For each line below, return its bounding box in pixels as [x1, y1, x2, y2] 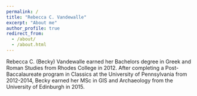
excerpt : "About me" [6, 20, 58, 25]
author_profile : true [6, 25, 60, 31]
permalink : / [6, 8, 39, 15]
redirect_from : [6, 31, 44, 37]
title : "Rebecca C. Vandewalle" [6, 14, 87, 20]
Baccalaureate [6, 71, 42, 78]
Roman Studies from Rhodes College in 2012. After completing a [6, 64, 164, 71]
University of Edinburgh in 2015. [6, 83, 85, 90]
